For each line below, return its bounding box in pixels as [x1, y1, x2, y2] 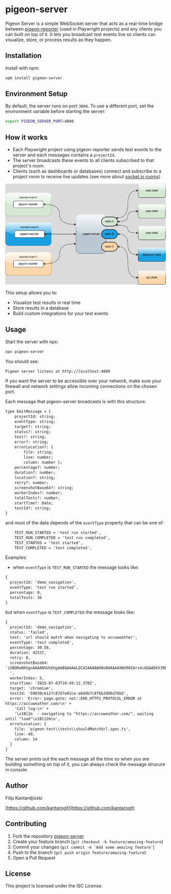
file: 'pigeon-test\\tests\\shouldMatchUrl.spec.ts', [14, 727, 131, 732]
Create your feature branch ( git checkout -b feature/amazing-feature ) [12, 839, 163, 845]
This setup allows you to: [5, 290, 58, 296]
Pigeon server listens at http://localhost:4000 [5, 369, 110, 374]
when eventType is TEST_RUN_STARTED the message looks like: [12, 564, 139, 570]
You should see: [5, 358, 39, 365]
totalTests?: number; [14, 495, 60, 500]
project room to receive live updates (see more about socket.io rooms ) [12, 174, 161, 180]
